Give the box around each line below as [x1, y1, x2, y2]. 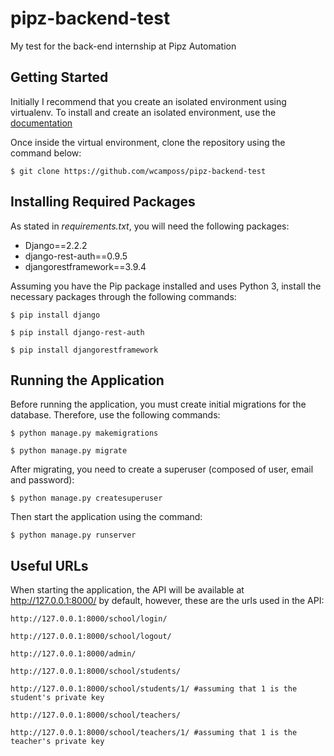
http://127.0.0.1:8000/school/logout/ [10, 632, 172, 642]
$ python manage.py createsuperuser [10, 493, 163, 504]
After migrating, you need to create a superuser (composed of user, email [10, 463, 314, 476]
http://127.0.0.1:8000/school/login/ [10, 614, 168, 624]
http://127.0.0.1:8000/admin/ [10, 649, 137, 659]
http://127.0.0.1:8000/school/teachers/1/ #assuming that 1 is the [10, 728, 298, 738]
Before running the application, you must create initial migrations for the [10, 398, 307, 411]
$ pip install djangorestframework [10, 345, 159, 355]
